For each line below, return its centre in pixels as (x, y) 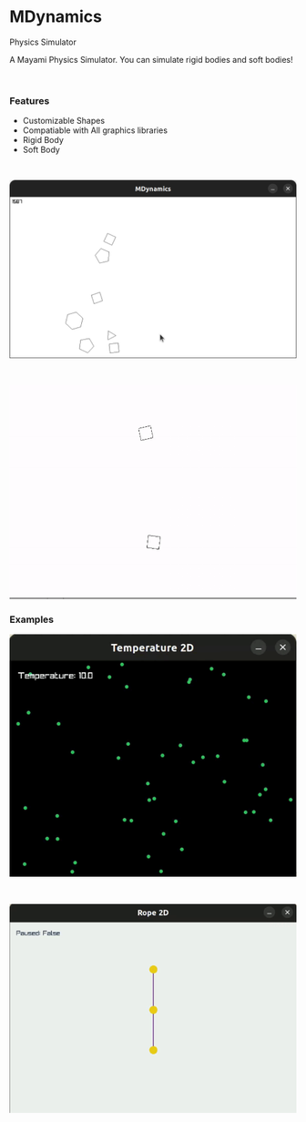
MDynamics (56, 17)
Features (30, 100)
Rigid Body (43, 140)
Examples (32, 619)
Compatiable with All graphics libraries (95, 130)
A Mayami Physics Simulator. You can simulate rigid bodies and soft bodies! (151, 59)
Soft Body (41, 150)
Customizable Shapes (64, 121)
